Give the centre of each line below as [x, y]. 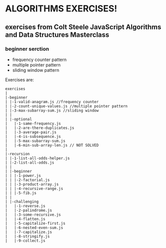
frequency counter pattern [40, 60]
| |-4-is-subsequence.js [33, 136]
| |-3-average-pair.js [31, 132]
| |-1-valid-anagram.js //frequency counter [52, 102]
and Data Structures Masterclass [57, 34]
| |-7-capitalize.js [29, 232]
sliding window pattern [36, 70]
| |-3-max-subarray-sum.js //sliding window [52, 110]
